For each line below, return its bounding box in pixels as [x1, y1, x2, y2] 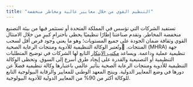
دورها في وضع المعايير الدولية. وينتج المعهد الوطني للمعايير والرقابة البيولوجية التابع [6, 68, 184, 75]
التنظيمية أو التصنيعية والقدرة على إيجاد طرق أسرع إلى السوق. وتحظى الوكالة [6, 55, 174, 62]
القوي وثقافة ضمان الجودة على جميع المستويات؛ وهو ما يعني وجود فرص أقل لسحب [6, 37, 188, 44]
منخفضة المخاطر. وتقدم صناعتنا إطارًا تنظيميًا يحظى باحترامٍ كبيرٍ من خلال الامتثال [6, 30, 181, 38]
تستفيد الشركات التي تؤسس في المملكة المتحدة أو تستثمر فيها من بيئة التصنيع [6, 25, 176, 32]
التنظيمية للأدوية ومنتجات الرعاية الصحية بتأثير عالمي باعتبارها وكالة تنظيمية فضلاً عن [6, 62, 188, 69]
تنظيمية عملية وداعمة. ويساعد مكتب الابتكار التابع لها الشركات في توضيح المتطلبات [6, 49, 186, 56]
